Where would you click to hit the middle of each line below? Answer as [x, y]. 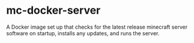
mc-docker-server [53, 10]
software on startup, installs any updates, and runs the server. [83, 33]
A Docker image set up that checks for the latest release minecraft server [97, 27]
